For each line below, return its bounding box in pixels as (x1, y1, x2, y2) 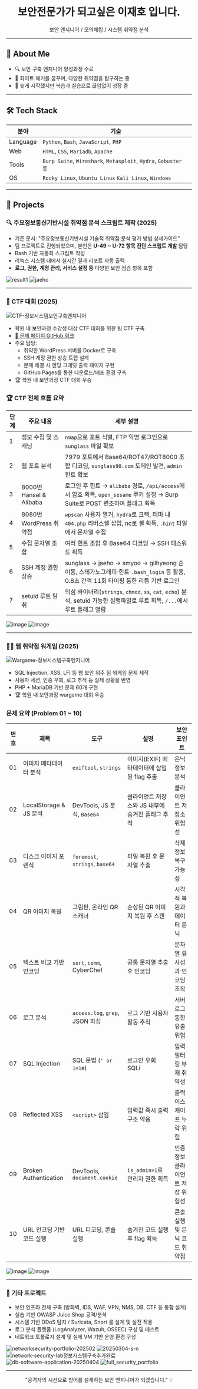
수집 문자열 (21, 539, 51, 547)
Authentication (22, 1174, 64, 1182)
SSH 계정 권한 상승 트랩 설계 (23, 354, 90, 361)
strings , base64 (72, 860, 115, 868)
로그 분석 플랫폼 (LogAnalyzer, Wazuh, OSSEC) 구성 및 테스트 (14, 1325, 160, 1332)
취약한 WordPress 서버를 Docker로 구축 (23, 347, 117, 354)
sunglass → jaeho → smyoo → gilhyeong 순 (64, 559, 184, 567)
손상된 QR (127, 903, 154, 911)
